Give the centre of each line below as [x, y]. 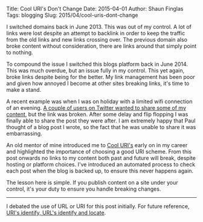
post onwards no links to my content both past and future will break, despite [101, 158]
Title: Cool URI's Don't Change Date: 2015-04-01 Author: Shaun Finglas [95, 9]
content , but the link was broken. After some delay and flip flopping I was [97, 114]
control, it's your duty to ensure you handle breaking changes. [84, 189]
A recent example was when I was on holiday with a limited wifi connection [99, 101]
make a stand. [24, 90]
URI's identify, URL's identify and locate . [56, 213]
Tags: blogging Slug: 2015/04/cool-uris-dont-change [72, 15]
